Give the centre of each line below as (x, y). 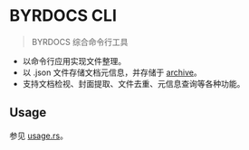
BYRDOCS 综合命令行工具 (80, 42)
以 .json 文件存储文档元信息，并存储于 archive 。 (112, 72)
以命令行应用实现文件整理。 (74, 61)
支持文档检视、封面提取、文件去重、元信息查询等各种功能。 (134, 83)
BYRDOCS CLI (63, 16)
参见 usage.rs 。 (38, 136)
